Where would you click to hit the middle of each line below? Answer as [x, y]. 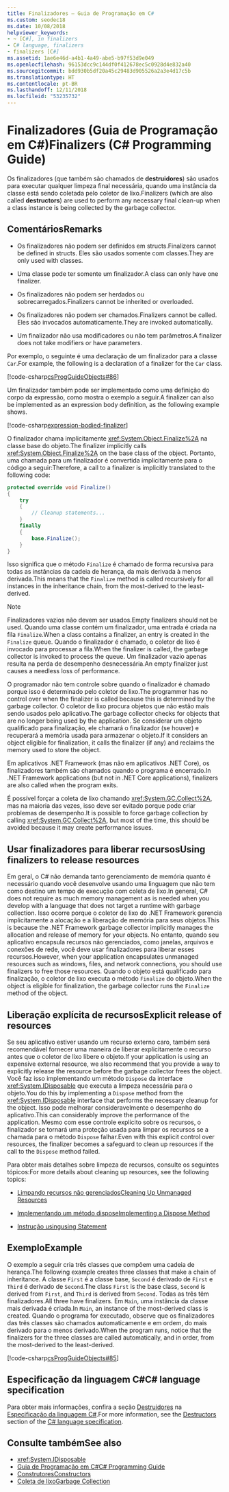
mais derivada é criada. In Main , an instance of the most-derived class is [108, 1308]
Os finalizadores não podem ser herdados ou [81, 294]
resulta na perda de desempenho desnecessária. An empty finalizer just [108, 664]
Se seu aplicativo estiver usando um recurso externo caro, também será [109, 1042]
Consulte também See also [64, 1443]
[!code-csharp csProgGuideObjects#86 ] [63, 376]
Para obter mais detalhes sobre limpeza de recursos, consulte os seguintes [113, 1165]
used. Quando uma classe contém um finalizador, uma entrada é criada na [112, 627]
